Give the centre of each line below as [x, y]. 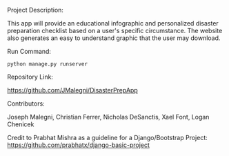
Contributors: [26, 104]
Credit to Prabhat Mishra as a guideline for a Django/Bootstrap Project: [108, 138]
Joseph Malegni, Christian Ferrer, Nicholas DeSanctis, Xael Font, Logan [108, 117]
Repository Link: [30, 77]
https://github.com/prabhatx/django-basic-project [79, 145]
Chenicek [21, 124]
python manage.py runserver [48, 64]
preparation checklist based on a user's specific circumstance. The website [115, 31]
